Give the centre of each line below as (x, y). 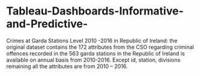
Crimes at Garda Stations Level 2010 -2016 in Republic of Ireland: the (92, 40)
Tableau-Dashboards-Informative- (95, 11)
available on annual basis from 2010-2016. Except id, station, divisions (93, 60)
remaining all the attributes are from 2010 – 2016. (67, 66)
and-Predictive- (47, 24)
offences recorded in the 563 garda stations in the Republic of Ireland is (96, 53)
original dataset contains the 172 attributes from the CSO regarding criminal (100, 47)
